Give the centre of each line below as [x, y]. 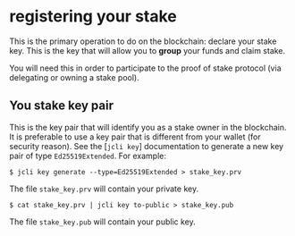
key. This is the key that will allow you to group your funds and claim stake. [147, 50]
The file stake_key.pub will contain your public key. [102, 222]
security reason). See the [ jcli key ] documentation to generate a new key [147, 146]
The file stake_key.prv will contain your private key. [104, 189]
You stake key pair [62, 106]
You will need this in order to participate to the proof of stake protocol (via [145, 68]
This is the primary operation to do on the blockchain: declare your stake [143, 41]
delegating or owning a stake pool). [75, 77]
